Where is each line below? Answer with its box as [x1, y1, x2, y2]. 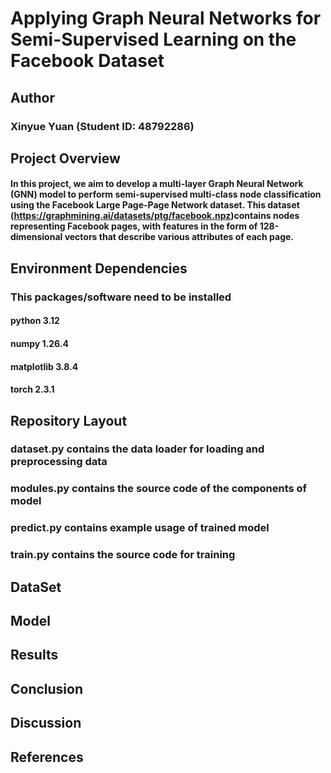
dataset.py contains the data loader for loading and [10, 442, 265, 456]
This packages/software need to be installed [10, 290, 232, 304]
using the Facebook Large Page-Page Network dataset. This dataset [10, 199, 300, 211]
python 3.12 [10, 315, 60, 327]
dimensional [10, 231, 63, 243]
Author [10, 89, 55, 106]
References [10, 748, 84, 766]
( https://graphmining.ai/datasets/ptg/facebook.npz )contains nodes [10, 210, 300, 222]
